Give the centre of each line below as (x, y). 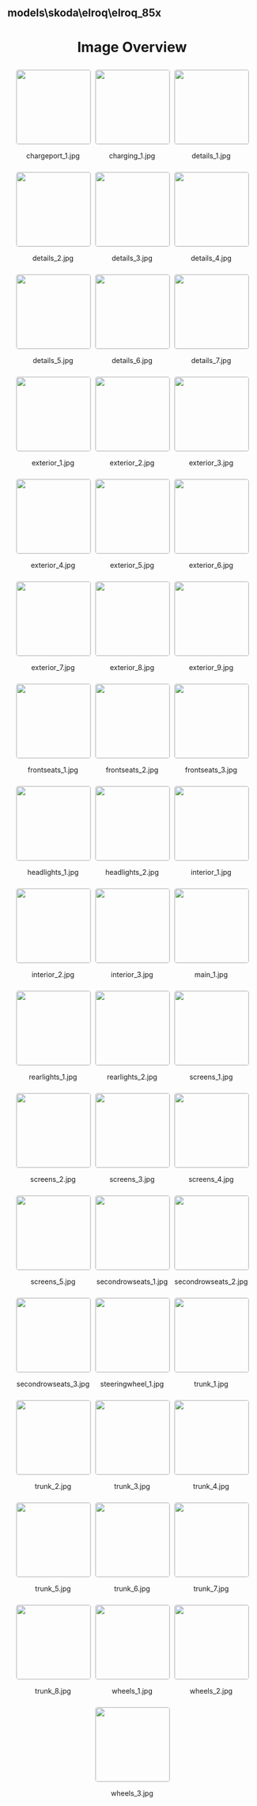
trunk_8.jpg (53, 1691)
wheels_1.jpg (132, 1691)
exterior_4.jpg (53, 566)
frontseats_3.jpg (211, 770)
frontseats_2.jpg (132, 770)
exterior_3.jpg (211, 463)
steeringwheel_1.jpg (132, 1384)
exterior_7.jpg (53, 668)
